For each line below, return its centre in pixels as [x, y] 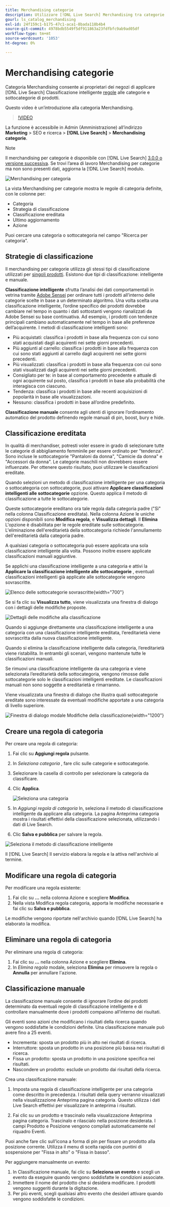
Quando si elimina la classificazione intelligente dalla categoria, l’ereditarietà [85, 648]
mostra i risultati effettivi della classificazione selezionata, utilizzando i [86, 819]
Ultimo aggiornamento [36, 220]
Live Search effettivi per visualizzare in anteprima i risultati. [74, 1105]
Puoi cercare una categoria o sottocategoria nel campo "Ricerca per [77, 235]
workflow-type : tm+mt [28, 34]
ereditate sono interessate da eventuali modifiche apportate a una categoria [84, 700]
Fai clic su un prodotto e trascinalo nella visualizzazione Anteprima [82, 1115]
